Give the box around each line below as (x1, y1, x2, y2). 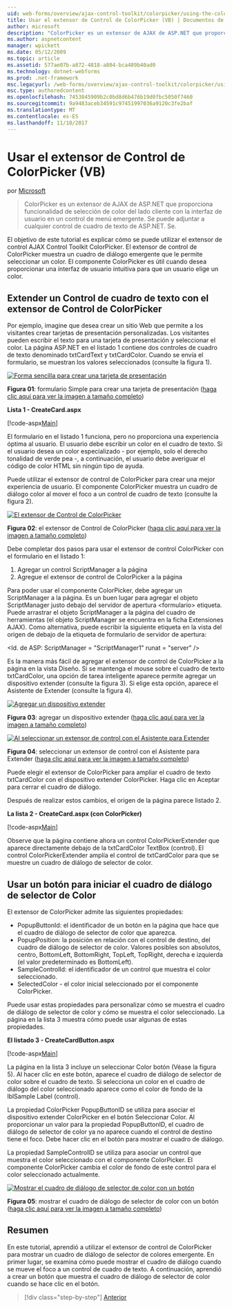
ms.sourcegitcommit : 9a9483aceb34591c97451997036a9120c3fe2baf (7, 100, 193, 107)
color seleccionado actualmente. (7, 1170, 100, 1179)
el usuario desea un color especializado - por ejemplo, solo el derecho (7, 447, 208, 456)
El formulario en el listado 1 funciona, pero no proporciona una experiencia (7, 433, 219, 441)
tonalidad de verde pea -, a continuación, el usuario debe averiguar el (7, 454, 206, 463)
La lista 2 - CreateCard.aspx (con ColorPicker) (7, 810, 142, 818)
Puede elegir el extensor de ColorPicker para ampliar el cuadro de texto (7, 768, 211, 776)
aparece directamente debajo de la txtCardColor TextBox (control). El (7, 844, 204, 852)
